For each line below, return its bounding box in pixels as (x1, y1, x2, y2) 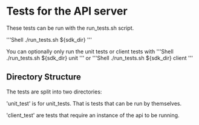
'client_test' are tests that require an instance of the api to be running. (6, 111, 180, 119)
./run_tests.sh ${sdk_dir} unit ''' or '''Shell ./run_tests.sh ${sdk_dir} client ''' (6, 54, 194, 61)
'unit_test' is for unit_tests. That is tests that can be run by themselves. (6, 100, 182, 107)
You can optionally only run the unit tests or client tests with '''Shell (6, 47, 174, 55)
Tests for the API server (6, 4, 128, 18)
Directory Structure (6, 72, 82, 83)
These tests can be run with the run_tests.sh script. (6, 24, 134, 32)
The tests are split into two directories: (6, 88, 102, 95)
